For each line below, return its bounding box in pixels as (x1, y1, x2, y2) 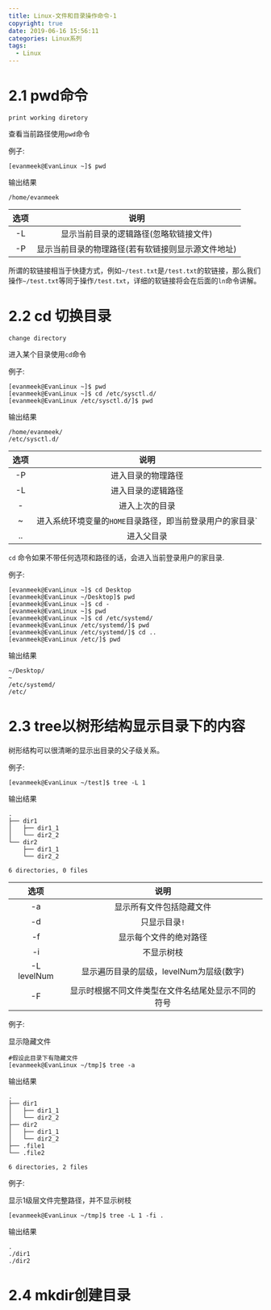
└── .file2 (8, 1149, 45, 1157)
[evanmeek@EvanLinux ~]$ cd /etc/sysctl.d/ (8, 389, 157, 398)
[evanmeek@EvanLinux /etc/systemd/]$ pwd (8, 621, 150, 630)
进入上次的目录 (118, 500, 176, 511)
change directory (8, 334, 67, 342)
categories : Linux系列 (8, 34, 82, 43)
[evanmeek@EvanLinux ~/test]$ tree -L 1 (8, 778, 147, 787)
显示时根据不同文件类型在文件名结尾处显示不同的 (69, 985, 256, 996)
